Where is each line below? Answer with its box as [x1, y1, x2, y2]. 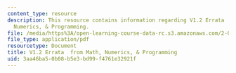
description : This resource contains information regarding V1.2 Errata [7, 17, 225, 24]
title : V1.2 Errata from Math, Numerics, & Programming [7, 49, 178, 56]
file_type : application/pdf [7, 36, 90, 43]
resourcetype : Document [7, 42, 77, 49]
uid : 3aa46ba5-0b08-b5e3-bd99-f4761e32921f [7, 56, 137, 63]
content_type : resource [7, 10, 77, 17]
